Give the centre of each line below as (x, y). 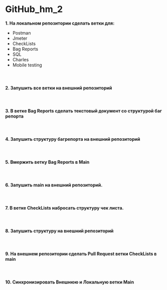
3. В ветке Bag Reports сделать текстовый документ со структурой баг (83, 111)
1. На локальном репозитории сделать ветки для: (60, 23)
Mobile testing (27, 65)
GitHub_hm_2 (34, 9)
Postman (22, 33)
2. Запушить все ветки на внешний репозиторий (59, 88)
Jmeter (20, 38)
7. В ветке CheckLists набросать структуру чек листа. (64, 208)
